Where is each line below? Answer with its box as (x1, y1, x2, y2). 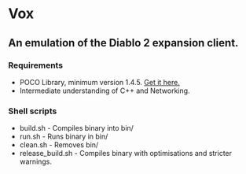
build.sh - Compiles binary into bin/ (19, 124, 134, 133)
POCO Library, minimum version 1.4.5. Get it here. (19, 77, 181, 87)
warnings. (19, 157, 53, 166)
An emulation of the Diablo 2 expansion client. (8, 36, 239, 50)
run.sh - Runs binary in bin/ (19, 131, 108, 142)
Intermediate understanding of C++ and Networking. (19, 86, 190, 95)
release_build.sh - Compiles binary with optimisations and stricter (19, 149, 233, 158)
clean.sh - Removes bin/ (19, 140, 99, 150)
